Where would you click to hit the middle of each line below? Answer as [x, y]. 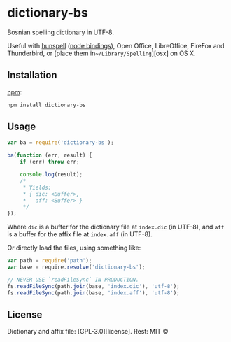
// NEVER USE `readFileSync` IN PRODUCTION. [73, 280]
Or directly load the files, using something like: [74, 248]
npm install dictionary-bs [47, 105]
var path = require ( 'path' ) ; [50, 261]
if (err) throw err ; [50, 162]
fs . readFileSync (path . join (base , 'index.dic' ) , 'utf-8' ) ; [93, 286]
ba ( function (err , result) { [50, 155]
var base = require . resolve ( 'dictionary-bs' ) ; [76, 267]
